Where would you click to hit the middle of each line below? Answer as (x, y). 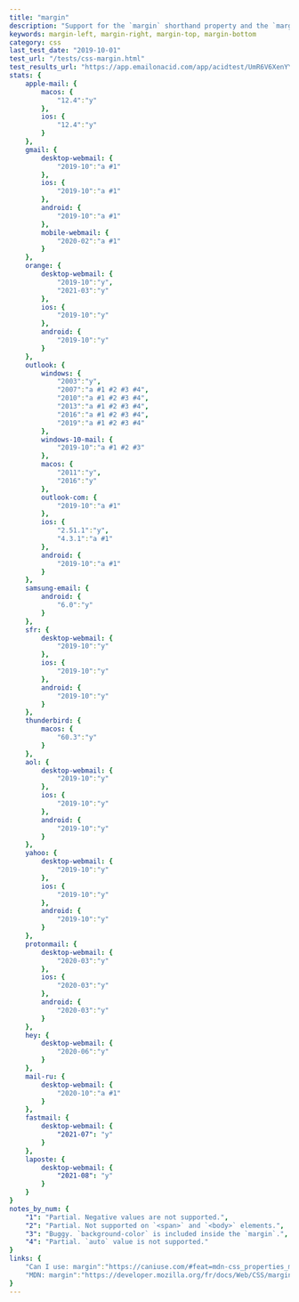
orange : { (44, 266)
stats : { (25, 76)
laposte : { (45, 1159)
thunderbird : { (53, 721)
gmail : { (41, 150)
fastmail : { (47, 1118)
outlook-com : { (69, 497)
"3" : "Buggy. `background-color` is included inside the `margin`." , (157, 1233)
